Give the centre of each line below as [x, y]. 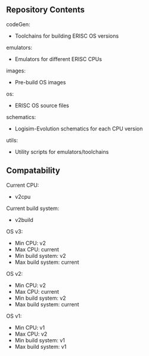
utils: [12, 140]
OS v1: [14, 316]
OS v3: [15, 231]
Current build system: [33, 208]
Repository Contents [46, 10]
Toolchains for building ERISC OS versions [67, 36]
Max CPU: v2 [31, 334]
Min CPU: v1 [30, 327]
